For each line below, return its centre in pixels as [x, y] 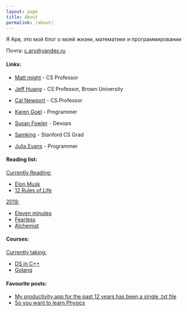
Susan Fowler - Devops [43, 123]
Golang [23, 270]
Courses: [18, 239]
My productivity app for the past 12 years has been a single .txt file [96, 297]
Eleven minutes [33, 213]
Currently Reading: [29, 172]
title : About [22, 17]
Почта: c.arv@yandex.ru [36, 51]
